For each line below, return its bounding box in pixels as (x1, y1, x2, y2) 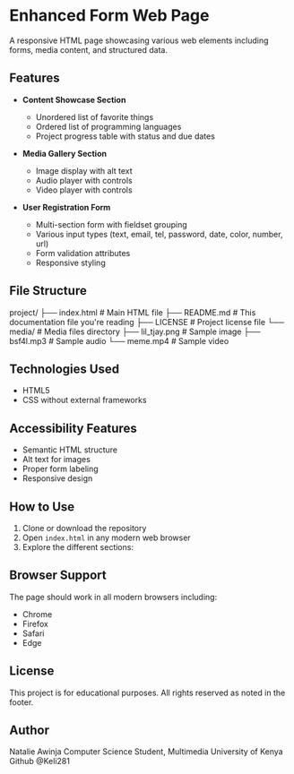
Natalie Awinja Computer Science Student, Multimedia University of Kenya (9, 746, 284, 757)
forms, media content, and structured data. (9, 44, 169, 55)
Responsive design (22, 473, 93, 484)
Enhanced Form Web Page (9, 5, 210, 26)
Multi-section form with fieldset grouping (35, 219, 188, 229)
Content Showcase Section (22, 94, 126, 105)
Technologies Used (9, 361, 119, 376)
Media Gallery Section (22, 148, 108, 159)
